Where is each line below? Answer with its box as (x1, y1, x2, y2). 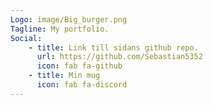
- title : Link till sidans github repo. (28, 42, 199, 53)
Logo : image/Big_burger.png (10, 14, 128, 25)
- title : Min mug (28, 71, 101, 81)
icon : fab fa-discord (36, 80, 128, 90)
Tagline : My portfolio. (10, 24, 110, 34)
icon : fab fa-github (36, 61, 123, 71)
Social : (10, 33, 43, 43)
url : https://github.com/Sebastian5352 (36, 52, 203, 62)
